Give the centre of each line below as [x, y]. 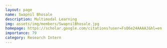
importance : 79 [21, 33]
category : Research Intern [33, 38]
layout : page [19, 10]
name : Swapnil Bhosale [29, 14]
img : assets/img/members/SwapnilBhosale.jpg [52, 24]
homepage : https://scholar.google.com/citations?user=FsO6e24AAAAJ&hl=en [84, 28]
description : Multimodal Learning [41, 19]
